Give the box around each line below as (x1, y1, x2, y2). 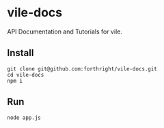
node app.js (7, 114, 41, 121)
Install (7, 47, 34, 59)
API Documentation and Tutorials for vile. (7, 27, 123, 36)
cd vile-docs (7, 71, 44, 78)
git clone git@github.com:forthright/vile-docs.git (7, 65, 157, 73)
